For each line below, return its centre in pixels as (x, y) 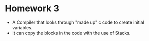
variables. (22, 27)
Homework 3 (32, 9)
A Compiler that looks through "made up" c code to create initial (78, 22)
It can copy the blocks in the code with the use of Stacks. (71, 33)
